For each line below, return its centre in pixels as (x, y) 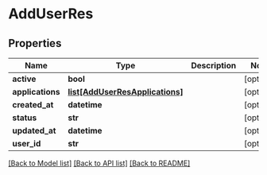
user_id (27, 144)
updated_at (34, 130)
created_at (33, 105)
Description (214, 66)
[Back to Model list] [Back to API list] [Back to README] (99, 163)
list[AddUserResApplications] (126, 92)
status (25, 118)
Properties (35, 43)
